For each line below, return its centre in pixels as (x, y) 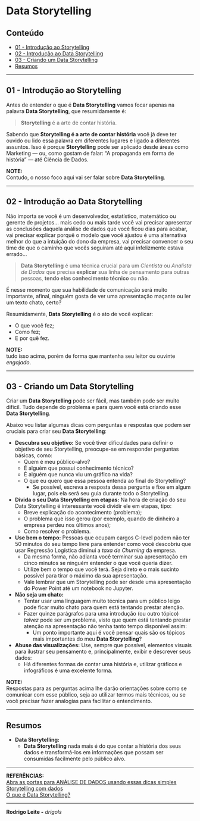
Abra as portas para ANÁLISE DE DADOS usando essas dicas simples (91, 782)
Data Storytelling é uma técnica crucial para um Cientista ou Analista (106, 266)
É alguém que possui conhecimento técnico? (79, 468)
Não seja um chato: (39, 595)
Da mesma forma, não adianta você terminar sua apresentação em (105, 557)
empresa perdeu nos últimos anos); (67, 525)
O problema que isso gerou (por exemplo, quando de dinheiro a (101, 519)
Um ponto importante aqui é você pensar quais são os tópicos (109, 633)
